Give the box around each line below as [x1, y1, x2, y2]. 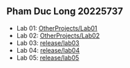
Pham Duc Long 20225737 [6, 6, 124, 17]
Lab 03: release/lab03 [16, 38, 80, 47]
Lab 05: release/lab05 [16, 53, 80, 62]
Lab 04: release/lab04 [16, 46, 80, 54]
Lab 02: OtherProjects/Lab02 [16, 31, 100, 40]
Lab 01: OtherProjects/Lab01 [16, 24, 98, 32]
